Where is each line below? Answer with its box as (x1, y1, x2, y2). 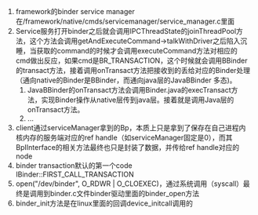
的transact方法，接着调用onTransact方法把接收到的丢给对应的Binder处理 (15, 66, 251, 75)
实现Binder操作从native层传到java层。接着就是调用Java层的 (41, 95, 234, 104)
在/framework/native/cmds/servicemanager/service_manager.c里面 (15, 16, 235, 26)
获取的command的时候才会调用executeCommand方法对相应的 (36, 46, 238, 55)
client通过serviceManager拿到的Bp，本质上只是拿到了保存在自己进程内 (15, 123, 246, 132)
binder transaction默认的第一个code (15, 161, 133, 170)
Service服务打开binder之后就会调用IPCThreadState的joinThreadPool (15, 27, 237, 35)
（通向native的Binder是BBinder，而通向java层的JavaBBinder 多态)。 (15, 75, 237, 85)
